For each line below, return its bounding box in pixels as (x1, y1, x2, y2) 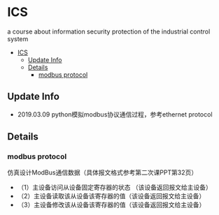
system (7, 34, 29, 43)
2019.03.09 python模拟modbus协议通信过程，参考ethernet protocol (17, 110, 213, 119)
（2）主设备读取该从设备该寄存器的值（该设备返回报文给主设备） (17, 192, 206, 200)
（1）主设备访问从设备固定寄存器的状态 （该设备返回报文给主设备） (17, 183, 212, 192)
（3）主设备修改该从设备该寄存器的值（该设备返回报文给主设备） (17, 200, 206, 209)
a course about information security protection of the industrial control (7, 27, 211, 36)
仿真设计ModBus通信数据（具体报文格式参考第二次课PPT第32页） (7, 168, 198, 177)
